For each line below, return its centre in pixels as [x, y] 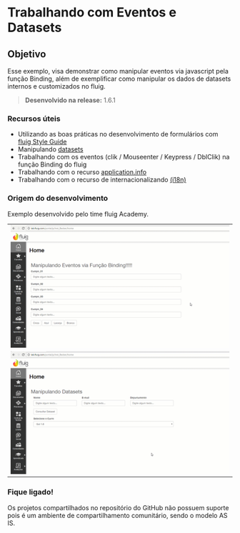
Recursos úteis [34, 119]
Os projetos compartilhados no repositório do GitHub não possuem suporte [118, 507]
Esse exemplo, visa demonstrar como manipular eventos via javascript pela [118, 71]
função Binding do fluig [52, 164]
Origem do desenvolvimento [58, 199]
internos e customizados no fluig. [56, 86]
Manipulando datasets [50, 149]
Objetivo [27, 54]
